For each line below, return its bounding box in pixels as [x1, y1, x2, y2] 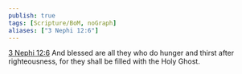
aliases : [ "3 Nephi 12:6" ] [8, 26, 99, 34]
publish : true [8, 11, 56, 20]
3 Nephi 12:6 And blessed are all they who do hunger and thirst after [8, 49, 235, 58]
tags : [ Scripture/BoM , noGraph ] [8, 19, 117, 27]
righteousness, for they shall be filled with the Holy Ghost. [8, 56, 201, 66]
